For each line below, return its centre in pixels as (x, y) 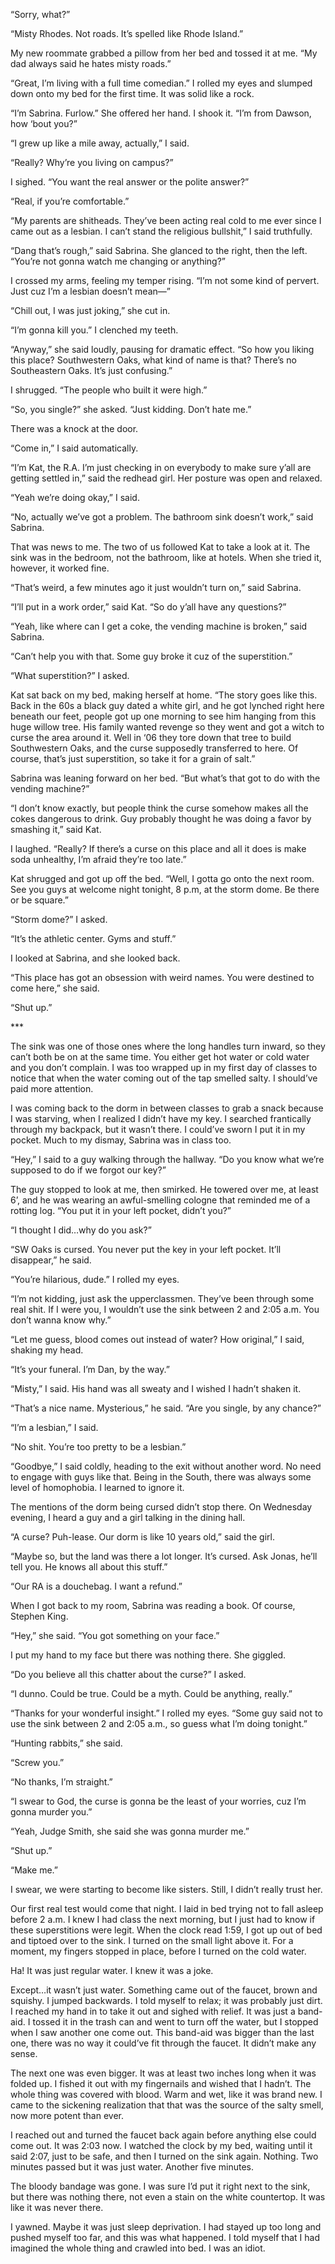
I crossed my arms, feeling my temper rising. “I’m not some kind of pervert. (165, 280)
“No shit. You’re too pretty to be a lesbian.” (98, 1447)
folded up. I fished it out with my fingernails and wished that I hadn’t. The (161, 2083)
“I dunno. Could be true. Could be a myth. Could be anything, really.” (151, 1693)
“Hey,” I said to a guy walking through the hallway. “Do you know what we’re (167, 1159)
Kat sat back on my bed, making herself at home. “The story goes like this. (164, 695)
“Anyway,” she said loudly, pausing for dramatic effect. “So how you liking (162, 349)
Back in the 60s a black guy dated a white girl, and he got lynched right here (167, 705)
